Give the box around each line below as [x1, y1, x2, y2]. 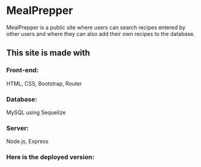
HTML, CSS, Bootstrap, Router [6, 80, 82, 87]
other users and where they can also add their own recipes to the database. [6, 30, 196, 37]
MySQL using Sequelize [6, 109, 66, 116]
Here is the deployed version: [6, 153, 95, 162]
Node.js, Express [6, 138, 49, 145]
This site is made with [6, 48, 90, 58]
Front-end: [6, 66, 39, 75]
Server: [6, 124, 29, 132]
